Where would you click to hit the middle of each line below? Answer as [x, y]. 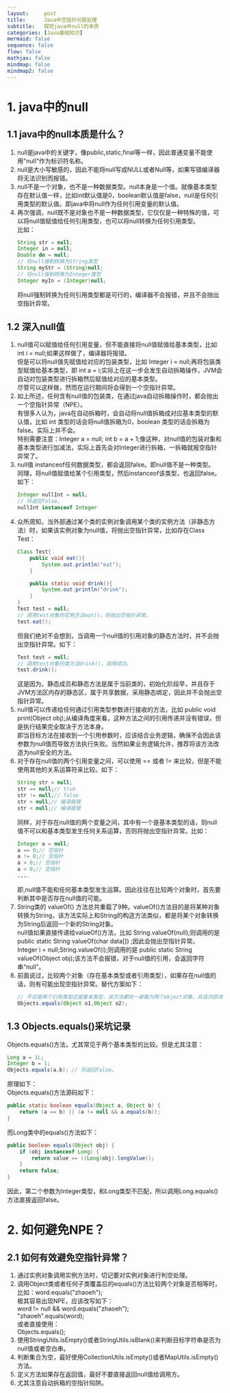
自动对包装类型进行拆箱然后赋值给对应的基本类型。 [89, 379]
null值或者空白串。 [43, 1348]
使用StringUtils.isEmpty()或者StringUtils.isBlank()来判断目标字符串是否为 [119, 1340]
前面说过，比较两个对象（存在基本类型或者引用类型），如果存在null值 [114, 975]
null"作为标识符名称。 [57, 161]
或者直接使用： [38, 1324]
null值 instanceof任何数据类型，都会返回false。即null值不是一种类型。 [115, 465]
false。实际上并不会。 [48, 430]
